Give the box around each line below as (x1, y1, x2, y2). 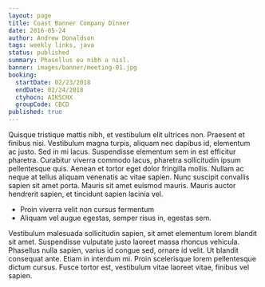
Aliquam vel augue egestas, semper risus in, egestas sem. (19, 213, 212, 222)
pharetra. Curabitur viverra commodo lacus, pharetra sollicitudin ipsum (8, 155, 241, 164)
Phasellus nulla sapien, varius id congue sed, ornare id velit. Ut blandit (8, 246, 239, 255)
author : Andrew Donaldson (8, 33, 94, 42)
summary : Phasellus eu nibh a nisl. (8, 57, 130, 65)
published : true (8, 108, 62, 116)
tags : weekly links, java (8, 41, 94, 49)
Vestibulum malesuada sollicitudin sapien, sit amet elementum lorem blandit (8, 229, 258, 238)
